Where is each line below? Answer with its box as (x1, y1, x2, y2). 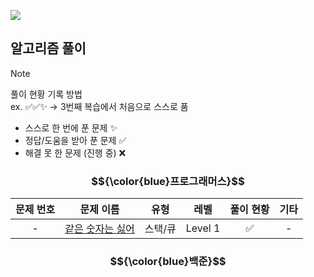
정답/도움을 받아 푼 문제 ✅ (24, 134, 127, 146)
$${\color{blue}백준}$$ (109, 255, 227, 269)
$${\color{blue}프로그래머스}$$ (91, 174, 245, 188)
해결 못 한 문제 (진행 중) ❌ (24, 146, 127, 159)
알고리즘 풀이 (10, 40, 87, 57)
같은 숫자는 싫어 (64, 222, 135, 236)
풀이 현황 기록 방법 (10, 88, 83, 100)
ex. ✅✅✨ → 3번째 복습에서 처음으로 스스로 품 (10, 100, 189, 112)
